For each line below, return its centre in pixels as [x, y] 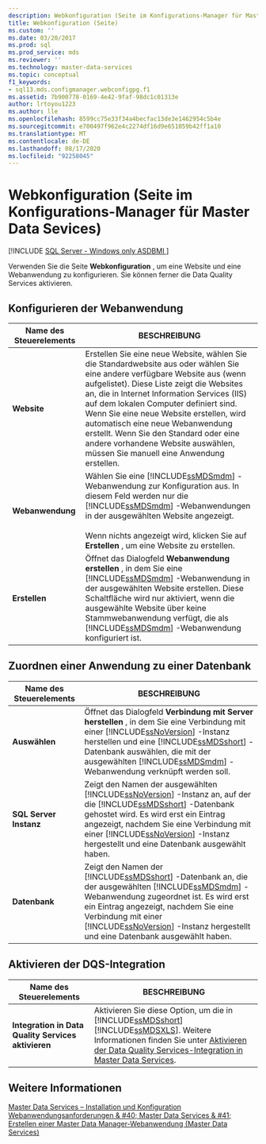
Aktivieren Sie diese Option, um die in [163, 1010]
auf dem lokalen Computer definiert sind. [161, 404]
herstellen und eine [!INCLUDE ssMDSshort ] [165, 741]
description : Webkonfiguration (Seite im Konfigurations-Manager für [125, 15]
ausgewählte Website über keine [146, 608]
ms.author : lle [33, 112]
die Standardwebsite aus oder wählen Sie [162, 364]
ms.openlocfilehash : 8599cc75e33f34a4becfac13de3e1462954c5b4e [115, 119]
